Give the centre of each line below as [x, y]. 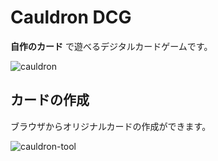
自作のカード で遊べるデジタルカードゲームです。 [111, 46]
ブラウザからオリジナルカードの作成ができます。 [111, 126]
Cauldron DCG [71, 17]
